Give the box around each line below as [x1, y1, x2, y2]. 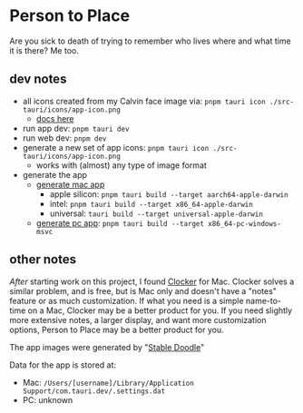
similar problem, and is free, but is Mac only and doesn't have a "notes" [9, 285, 277, 296]
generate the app [22, 169, 88, 180]
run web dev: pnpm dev [22, 133, 107, 143]
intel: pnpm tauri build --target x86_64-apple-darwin [49, 198, 254, 209]
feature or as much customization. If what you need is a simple [9, 295, 244, 306]
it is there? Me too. [9, 44, 79, 55]
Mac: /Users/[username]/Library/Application [22, 377, 195, 388]
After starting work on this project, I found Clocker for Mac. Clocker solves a [9, 276, 295, 287]
